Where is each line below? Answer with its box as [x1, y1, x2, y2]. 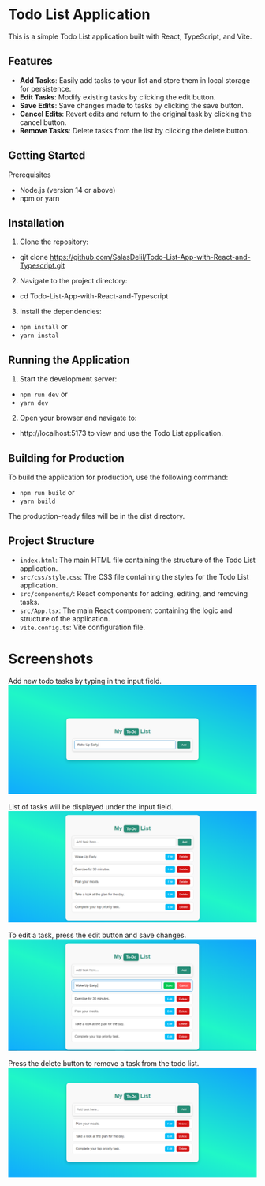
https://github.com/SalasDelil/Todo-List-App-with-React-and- [50, 253, 251, 262]
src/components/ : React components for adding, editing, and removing [19, 588, 248, 598]
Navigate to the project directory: [19, 276, 128, 286]
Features [8, 54, 53, 68]
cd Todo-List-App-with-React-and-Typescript [19, 291, 169, 301]
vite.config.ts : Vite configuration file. [19, 622, 146, 632]
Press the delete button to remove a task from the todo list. [8, 1059, 200, 1068]
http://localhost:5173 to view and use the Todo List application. [19, 429, 223, 438]
